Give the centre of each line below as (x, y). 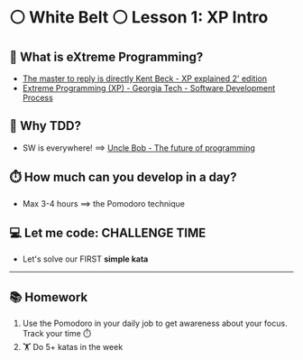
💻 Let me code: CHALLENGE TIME (108, 233)
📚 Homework (49, 297)
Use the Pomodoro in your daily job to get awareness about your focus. (155, 323)
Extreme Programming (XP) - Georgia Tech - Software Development (149, 88)
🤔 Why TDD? (45, 126)
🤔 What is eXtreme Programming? (106, 56)
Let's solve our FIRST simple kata (85, 259)
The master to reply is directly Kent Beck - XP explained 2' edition (145, 78)
